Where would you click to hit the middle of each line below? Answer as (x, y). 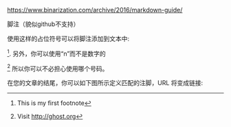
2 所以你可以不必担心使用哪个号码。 (58, 68)
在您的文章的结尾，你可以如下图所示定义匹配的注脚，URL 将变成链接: (105, 83)
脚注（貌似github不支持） (43, 24)
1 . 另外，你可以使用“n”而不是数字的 (57, 53)
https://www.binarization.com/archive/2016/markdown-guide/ (95, 10)
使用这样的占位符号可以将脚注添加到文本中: (68, 38)
